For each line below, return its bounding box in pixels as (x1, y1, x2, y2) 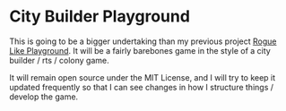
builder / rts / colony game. (9, 55, 109, 65)
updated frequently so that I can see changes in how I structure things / (9, 81, 274, 92)
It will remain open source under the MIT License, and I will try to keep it (9, 72, 276, 82)
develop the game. (9, 91, 79, 102)
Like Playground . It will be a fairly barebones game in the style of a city (9, 45, 271, 55)
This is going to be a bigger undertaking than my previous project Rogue (9, 36, 277, 47)
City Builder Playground (9, 6, 191, 27)
